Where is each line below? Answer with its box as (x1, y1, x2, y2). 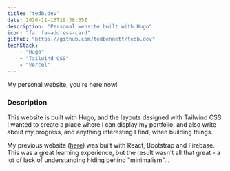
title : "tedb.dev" (7, 10, 60, 17)
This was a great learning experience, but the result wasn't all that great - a (7, 148, 221, 157)
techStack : (7, 42, 39, 49)
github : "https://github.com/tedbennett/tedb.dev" (7, 36, 156, 43)
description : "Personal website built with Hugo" (7, 23, 153, 30)
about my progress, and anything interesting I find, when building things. (7, 128, 213, 136)
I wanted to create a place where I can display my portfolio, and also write (7, 120, 217, 128)
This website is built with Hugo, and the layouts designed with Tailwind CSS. (7, 113, 224, 121)
